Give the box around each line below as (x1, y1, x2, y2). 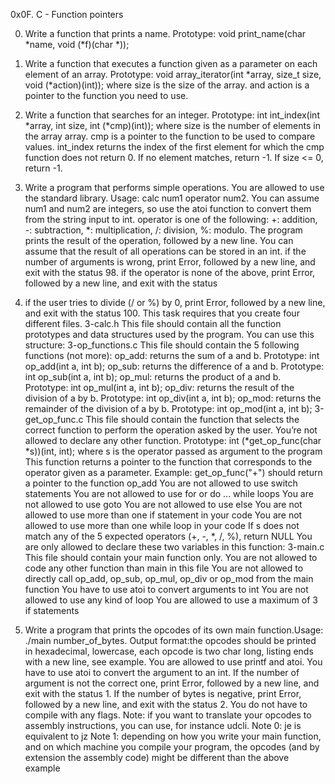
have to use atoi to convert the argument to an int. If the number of (24, 667, 300, 678)
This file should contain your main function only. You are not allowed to (24, 552, 318, 563)
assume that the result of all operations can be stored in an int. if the (24, 245, 307, 257)
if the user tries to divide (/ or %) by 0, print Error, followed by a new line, (24, 297, 326, 308)
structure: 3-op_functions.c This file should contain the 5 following (24, 339, 300, 351)
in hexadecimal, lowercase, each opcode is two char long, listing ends (24, 645, 314, 657)
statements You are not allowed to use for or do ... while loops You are (24, 488, 314, 499)
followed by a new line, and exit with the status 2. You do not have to (24, 699, 308, 710)
